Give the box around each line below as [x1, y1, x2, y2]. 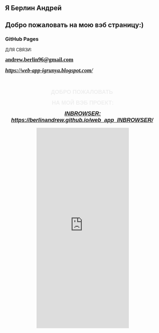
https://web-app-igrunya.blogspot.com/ [5, 67, 94, 74]
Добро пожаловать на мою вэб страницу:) [5, 21, 144, 29]
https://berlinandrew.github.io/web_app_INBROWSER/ [11, 117, 154, 124]
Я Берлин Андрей [5, 4, 62, 12]
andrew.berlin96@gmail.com [5, 56, 74, 63]
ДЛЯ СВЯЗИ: [5, 47, 32, 53]
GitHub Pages [5, 36, 39, 42]
